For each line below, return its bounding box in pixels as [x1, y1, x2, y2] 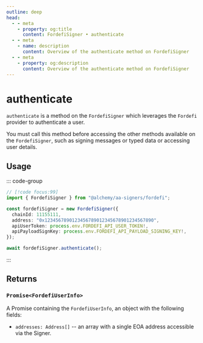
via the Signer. [15, 329, 52, 336]
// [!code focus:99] [6, 189, 59, 195]
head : [6, 15, 20, 21]
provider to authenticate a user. [6, 118, 85, 126]
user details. [6, 143, 38, 151]
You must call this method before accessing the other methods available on [6, 131, 196, 138]
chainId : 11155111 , [12, 211, 62, 217]
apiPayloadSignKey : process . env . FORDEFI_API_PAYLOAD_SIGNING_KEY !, [12, 228, 187, 235]
